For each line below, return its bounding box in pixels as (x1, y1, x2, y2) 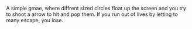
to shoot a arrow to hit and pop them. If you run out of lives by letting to (6, 11, 179, 18)
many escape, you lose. (6, 17, 63, 23)
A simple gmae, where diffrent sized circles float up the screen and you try (6, 5, 186, 11)
